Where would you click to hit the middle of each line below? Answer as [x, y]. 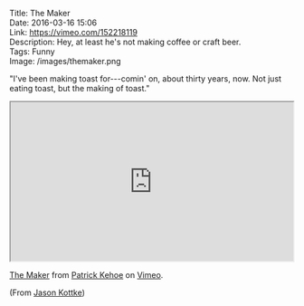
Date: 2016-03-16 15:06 [53, 23]
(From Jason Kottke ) [47, 292]
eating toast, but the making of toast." [80, 88]
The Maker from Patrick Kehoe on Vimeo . [86, 275]
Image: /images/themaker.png [65, 61]
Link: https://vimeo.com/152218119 [74, 32]
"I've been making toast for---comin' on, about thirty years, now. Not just [146, 79]
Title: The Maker [40, 13]
